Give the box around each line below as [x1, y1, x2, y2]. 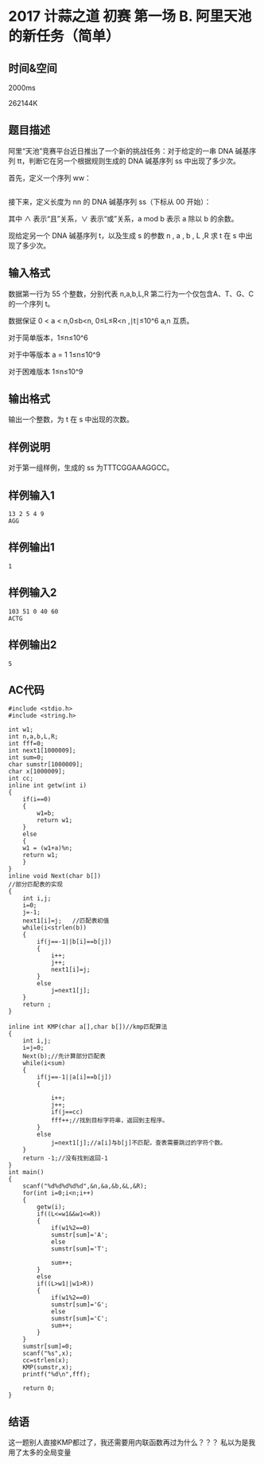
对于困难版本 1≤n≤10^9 [8, 366, 83, 376]
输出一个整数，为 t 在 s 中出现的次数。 [8, 415, 134, 425]
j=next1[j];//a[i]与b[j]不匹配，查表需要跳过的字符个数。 [50, 1139, 227, 1147]
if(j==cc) [50, 1108, 83, 1116]
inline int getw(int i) [8, 781, 87, 789]
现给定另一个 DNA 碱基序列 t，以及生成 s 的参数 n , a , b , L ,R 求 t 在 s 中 [8, 230, 246, 240]
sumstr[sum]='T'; [50, 1245, 109, 1253]
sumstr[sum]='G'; [50, 1301, 109, 1309]
